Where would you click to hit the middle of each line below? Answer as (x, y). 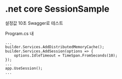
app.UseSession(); (24, 68)
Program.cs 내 (19, 33)
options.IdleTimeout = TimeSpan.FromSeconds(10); (66, 55)
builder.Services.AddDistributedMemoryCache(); (55, 47)
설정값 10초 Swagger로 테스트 (34, 23)
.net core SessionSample (57, 9)
